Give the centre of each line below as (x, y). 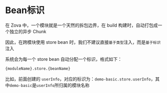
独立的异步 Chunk (28, 31)
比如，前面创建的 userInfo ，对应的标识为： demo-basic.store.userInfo (78, 79)
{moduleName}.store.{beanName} (38, 68)
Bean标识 (25, 10)
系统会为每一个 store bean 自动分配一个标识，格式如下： (64, 59)
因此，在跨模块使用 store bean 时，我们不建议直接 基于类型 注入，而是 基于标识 (83, 42)
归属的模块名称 (74, 85)
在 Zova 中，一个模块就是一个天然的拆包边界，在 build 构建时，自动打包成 (81, 25)
